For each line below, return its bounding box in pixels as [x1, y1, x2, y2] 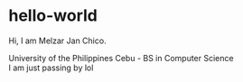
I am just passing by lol [8, 62, 94, 73]
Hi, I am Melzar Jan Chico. [8, 35, 107, 46]
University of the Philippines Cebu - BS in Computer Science [8, 52, 234, 63]
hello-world [8, 5, 98, 26]
